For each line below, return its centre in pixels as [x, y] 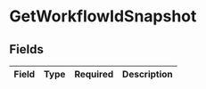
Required [94, 74]
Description [148, 74]
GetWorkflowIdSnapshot [103, 16]
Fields [27, 49]
